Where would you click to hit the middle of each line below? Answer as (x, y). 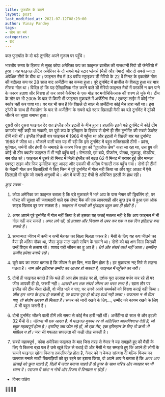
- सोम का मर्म (16, 32)
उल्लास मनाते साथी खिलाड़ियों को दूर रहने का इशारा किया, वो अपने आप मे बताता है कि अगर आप (86, 358)
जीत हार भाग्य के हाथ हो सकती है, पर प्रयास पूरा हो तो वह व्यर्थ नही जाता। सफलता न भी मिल (83, 294)
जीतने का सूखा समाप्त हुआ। (27, 115)
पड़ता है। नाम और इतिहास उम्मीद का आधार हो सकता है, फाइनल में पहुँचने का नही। (76, 268)
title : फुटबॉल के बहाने (25, 10)
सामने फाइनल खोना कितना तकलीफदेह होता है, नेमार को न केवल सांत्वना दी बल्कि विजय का (82, 353)
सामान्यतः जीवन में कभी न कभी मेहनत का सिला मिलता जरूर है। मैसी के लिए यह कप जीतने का (84, 236)
